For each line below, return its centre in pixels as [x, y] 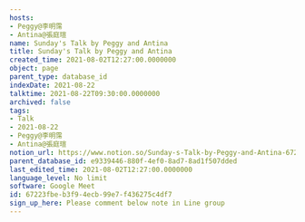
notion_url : [32, 152]
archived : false [40, 102]
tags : [20, 111]
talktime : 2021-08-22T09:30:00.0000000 [85, 93]
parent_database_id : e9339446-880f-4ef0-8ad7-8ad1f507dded [123, 161]
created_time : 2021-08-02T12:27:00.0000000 [93, 60]
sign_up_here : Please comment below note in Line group [117, 203]
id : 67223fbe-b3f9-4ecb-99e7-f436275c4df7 [91, 195]
